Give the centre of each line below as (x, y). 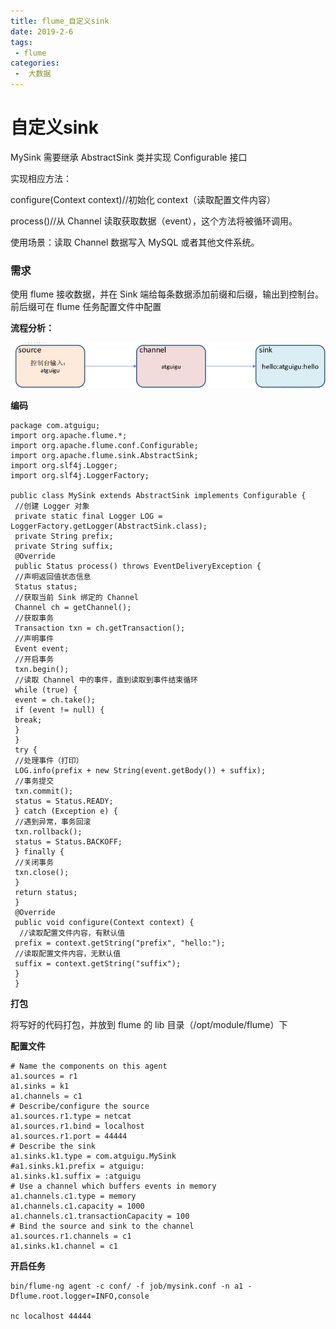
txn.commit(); (44, 791)
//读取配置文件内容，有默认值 (72, 933)
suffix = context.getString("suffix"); (98, 963)
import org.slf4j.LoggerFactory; (80, 475)
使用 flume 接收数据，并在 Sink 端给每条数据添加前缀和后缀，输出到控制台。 (167, 294)
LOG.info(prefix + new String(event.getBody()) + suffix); (140, 770)
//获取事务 (34, 618)
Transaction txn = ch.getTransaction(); (100, 628)
